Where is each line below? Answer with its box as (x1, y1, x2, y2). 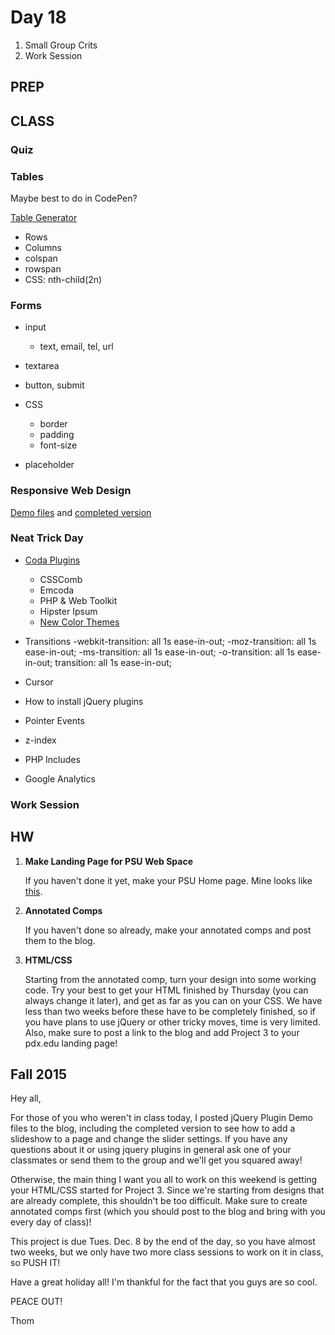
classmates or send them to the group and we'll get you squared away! (10, 1154, 303, 1166)
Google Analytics (24, 772, 96, 785)
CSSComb (39, 573, 83, 585)
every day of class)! (10, 1216, 92, 1228)
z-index (24, 734, 57, 746)
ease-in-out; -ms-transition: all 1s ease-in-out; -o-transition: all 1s (24, 646, 295, 658)
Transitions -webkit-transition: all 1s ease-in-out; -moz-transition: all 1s (24, 635, 317, 647)
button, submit (24, 379, 85, 391)
